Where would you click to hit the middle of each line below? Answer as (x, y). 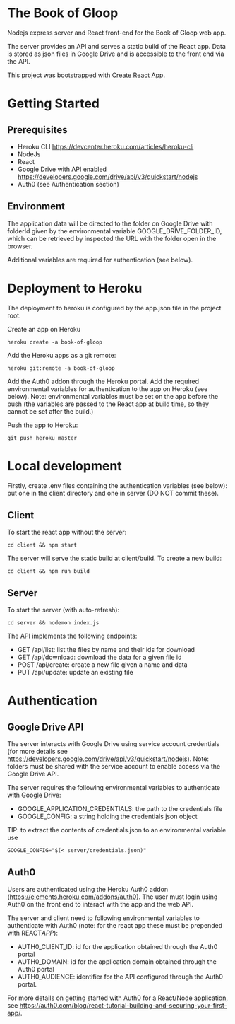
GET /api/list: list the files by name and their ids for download (106, 650)
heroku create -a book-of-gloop (55, 342)
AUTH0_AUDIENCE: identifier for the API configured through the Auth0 (120, 977)
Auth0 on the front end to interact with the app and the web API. (101, 904)
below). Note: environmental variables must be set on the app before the (113, 396)
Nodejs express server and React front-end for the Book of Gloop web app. (117, 33)
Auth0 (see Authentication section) (68, 184)
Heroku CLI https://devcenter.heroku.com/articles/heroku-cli (106, 146)
